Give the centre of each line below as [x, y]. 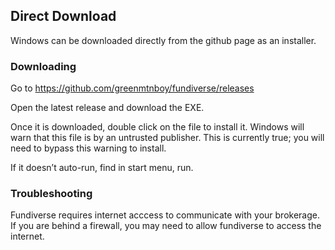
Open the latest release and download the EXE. [107, 108]
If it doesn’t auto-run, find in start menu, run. [102, 168]
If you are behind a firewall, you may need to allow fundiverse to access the [166, 226]
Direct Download [63, 16]
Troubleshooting [51, 194]
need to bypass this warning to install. [88, 148]
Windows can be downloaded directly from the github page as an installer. [163, 40]
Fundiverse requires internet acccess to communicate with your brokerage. [165, 215]
